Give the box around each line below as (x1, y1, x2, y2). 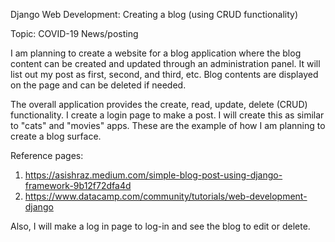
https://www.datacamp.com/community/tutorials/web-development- (24, 190, 308, 202)
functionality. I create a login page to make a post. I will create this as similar (10, 109, 325, 121)
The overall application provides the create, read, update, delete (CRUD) (10, 99, 308, 110)
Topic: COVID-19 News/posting (10, 28, 139, 39)
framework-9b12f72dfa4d (24, 180, 132, 191)
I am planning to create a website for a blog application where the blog (10, 47, 302, 59)
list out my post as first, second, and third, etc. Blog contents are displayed (10, 69, 319, 80)
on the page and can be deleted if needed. (10, 79, 187, 91)
